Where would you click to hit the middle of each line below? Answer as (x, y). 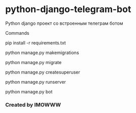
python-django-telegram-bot (68, 9)
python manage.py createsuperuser (43, 72)
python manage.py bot (29, 91)
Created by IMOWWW (33, 104)
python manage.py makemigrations (42, 52)
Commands (17, 33)
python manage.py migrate (33, 62)
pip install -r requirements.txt (36, 43)
